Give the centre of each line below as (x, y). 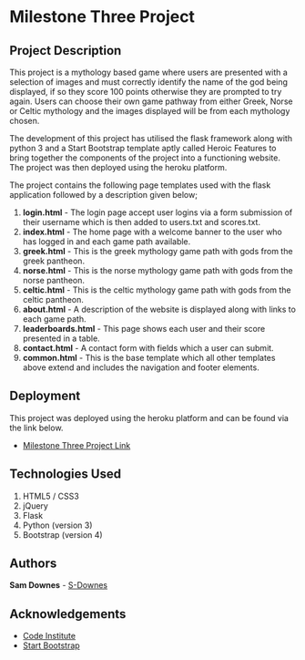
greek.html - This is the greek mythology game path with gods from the (158, 251)
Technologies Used (65, 474)
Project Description (66, 51)
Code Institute (49, 636)
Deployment (45, 396)
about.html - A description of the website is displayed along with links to (159, 309)
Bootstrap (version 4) (62, 534)
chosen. (25, 121)
